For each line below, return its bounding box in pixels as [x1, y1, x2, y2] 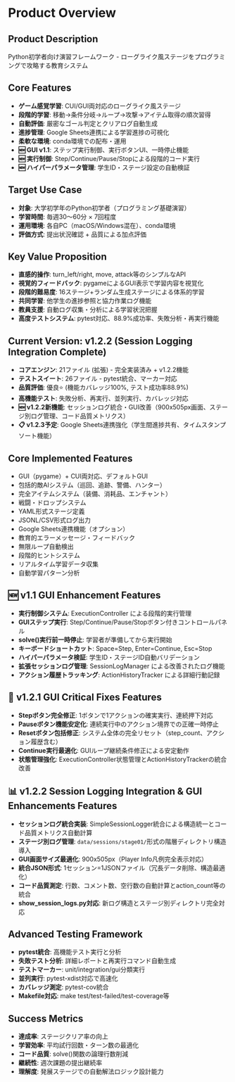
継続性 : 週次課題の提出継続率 [18, 1059, 103, 1067]
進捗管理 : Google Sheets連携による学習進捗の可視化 [18, 128, 170, 136]
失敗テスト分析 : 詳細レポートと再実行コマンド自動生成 [18, 957, 177, 965]
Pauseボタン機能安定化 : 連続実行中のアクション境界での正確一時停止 [18, 720, 219, 728]
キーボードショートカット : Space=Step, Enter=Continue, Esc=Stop [18, 644, 212, 652]
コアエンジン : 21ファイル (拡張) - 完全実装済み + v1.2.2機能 [18, 366, 189, 374]
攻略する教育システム [26, 61, 89, 70]
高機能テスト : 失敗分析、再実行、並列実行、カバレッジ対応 [18, 394, 189, 402]
